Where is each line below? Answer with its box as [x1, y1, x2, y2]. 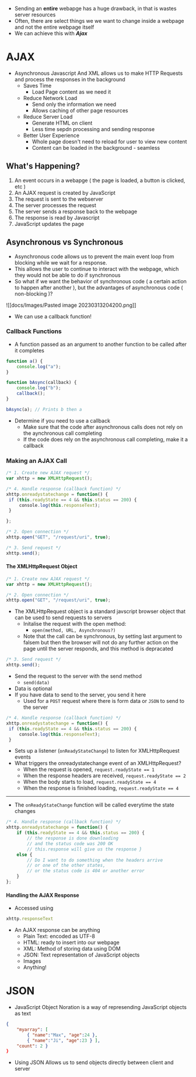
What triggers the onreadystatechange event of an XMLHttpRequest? [14, 760, 182, 767]
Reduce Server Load [23, 113, 73, 120]
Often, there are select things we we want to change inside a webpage [14, 18, 185, 24]
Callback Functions [6, 327, 62, 335]
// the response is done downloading [27, 835, 118, 842]
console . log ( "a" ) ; [16, 363, 61, 369]
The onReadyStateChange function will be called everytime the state [14, 801, 175, 808]
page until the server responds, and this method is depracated [23, 645, 174, 652]
